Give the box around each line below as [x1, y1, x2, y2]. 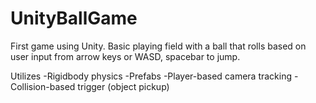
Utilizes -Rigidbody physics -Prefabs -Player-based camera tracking [10, 70, 293, 82]
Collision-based [10, 80, 76, 92]
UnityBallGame [10, 7, 138, 30]
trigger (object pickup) [77, 80, 170, 92]
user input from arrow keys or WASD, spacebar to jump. [10, 50, 241, 62]
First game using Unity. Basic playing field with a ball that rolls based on [10, 40, 307, 52]
